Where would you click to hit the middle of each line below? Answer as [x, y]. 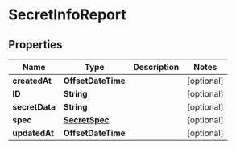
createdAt [32, 81]
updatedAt [33, 133]
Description [156, 67]
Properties [35, 45]
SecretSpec [86, 120]
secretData [34, 107]
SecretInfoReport [67, 15]
